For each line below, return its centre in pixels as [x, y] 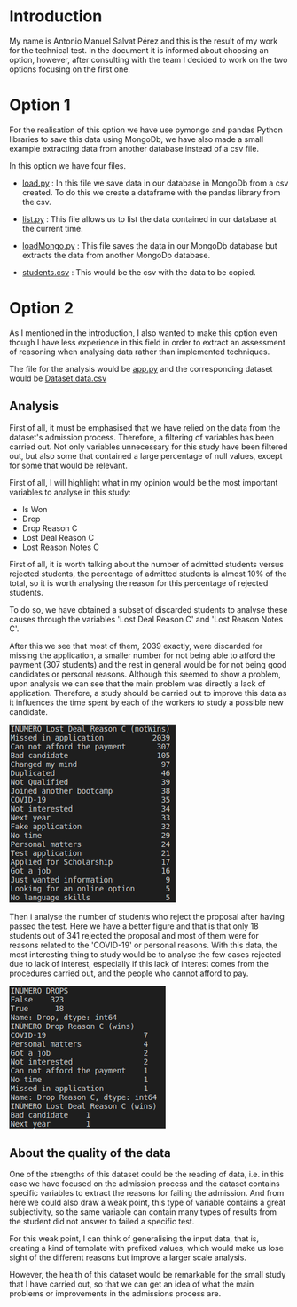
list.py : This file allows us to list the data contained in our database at [149, 218]
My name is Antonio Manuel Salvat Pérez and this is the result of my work [144, 41]
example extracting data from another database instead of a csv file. [134, 148]
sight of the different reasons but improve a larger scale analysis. [128, 1257]
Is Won [35, 509]
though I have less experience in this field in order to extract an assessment [147, 342]
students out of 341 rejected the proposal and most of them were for [134, 935]
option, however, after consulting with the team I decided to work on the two [148, 59]
